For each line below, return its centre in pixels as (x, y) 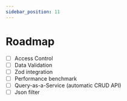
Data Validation (33, 65)
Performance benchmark (46, 78)
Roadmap (30, 41)
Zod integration (34, 72)
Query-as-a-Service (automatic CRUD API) (68, 85)
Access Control (34, 58)
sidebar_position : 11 (33, 12)
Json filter (27, 92)
